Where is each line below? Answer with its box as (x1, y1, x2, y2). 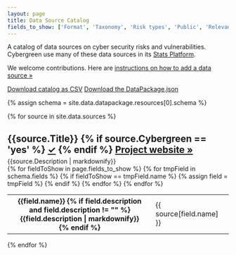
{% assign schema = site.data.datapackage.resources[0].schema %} (7, 99, 207, 107)
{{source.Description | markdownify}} (7, 156, 117, 166)
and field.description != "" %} (29, 205, 131, 215)
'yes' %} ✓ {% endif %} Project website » (7, 144, 193, 156)
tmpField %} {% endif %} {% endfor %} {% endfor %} (7, 179, 164, 187)
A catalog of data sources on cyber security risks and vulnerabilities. (7, 43, 206, 51)
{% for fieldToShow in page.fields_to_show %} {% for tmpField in (7, 164, 196, 173)
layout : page (7, 10, 46, 18)
